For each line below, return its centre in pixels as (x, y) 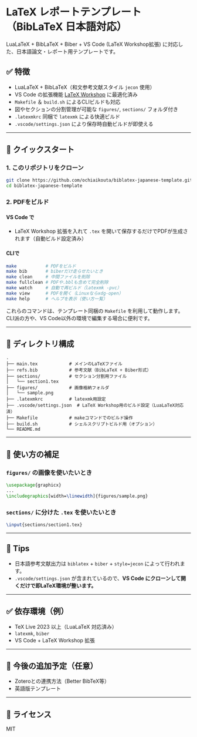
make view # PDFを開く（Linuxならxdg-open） (65, 293)
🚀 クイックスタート (40, 150)
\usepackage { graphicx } (34, 485)
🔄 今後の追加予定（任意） (52, 666)
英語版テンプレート (38, 689)
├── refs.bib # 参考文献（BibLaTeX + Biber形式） (79, 370)
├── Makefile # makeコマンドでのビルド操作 (69, 418)
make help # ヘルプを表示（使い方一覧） (57, 299)
